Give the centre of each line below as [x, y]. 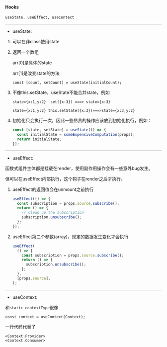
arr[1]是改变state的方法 [36, 73]
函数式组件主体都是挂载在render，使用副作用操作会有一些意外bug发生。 [79, 168]
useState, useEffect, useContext [40, 17]
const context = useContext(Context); [45, 317]
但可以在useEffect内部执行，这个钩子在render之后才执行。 [65, 178]
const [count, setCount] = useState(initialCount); [67, 83]
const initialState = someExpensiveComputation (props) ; [76, 135]
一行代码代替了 [20, 327]
